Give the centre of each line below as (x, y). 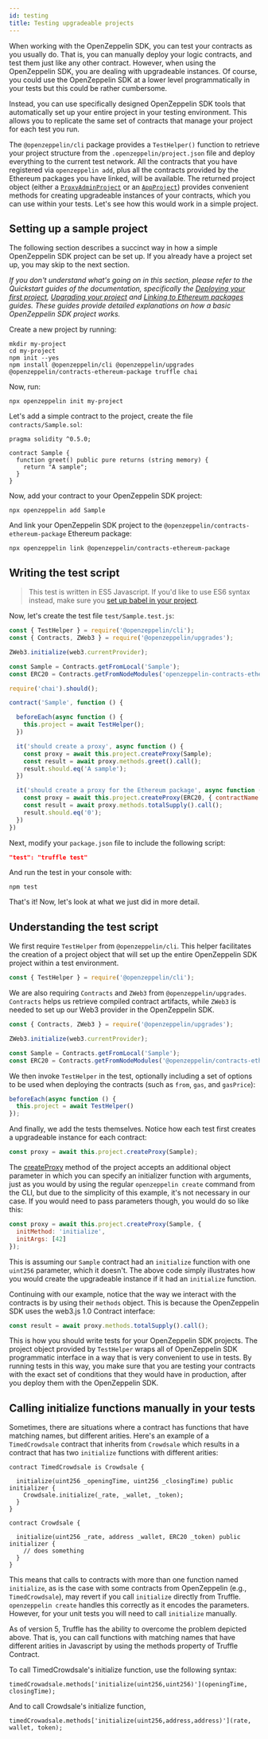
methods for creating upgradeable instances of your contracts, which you (130, 195)
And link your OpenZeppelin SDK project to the (85, 525)
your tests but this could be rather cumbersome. (88, 88)
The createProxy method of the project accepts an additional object (120, 1168)
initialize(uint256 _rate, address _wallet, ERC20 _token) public (128, 1537)
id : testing (29, 16)
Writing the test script (64, 573)
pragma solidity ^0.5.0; (50, 439)
